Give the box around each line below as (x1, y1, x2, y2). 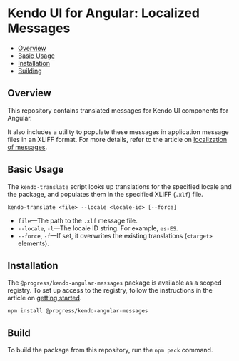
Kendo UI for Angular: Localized (7, 5, 200, 21)
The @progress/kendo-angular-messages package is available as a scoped (7, 278, 223, 287)
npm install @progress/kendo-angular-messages (7, 307, 148, 315)
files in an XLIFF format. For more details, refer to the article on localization (7, 135, 227, 143)
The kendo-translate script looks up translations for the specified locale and (7, 182, 232, 190)
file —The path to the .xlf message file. (17, 216, 138, 225)
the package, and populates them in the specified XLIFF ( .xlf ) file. (7, 190, 203, 198)
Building (17, 66, 42, 75)
